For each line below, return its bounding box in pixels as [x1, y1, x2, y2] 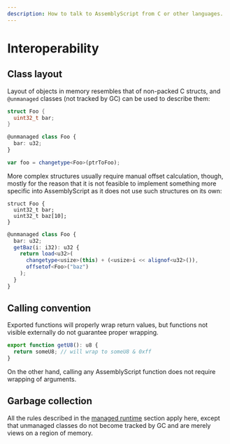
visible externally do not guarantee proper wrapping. [7, 328, 159, 337]
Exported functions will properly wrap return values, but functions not [7, 321, 208, 329]
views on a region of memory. [7, 429, 93, 437]
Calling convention [7, 303, 92, 314]
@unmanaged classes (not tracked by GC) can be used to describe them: [7, 94, 210, 102]
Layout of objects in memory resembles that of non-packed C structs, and [7, 87, 221, 95]
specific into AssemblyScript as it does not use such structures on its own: [7, 186, 222, 195]
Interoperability [7, 40, 99, 56]
